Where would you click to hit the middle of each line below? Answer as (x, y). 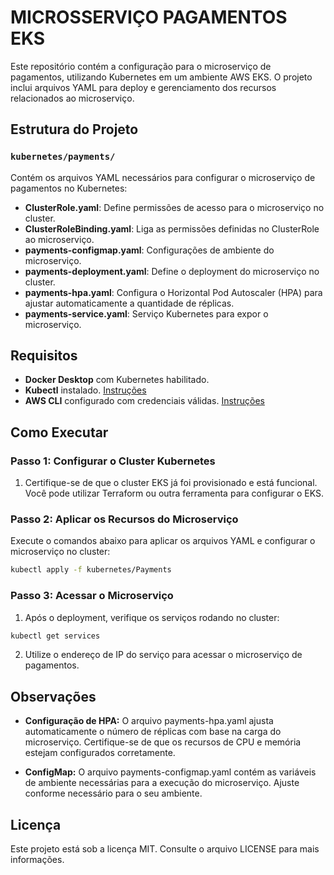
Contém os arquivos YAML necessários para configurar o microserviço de (163, 177)
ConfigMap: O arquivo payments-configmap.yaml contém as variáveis (170, 772)
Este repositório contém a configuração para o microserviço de (141, 66)
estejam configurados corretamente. (100, 753)
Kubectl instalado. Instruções (85, 390)
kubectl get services (55, 636)
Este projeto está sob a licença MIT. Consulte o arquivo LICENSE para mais (165, 849)
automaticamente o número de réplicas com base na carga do (153, 732)
